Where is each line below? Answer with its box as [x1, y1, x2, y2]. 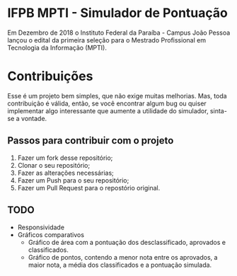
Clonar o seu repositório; [17, 161, 91, 169]
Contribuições [7, 69, 93, 84]
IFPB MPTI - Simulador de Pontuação [7, 5, 228, 21]
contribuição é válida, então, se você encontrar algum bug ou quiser [7, 99, 207, 108]
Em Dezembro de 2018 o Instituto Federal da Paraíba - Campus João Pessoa [7, 28, 231, 37]
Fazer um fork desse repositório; [17, 154, 113, 162]
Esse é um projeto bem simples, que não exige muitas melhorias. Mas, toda [7, 91, 228, 100]
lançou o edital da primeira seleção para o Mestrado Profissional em [7, 35, 207, 44]
